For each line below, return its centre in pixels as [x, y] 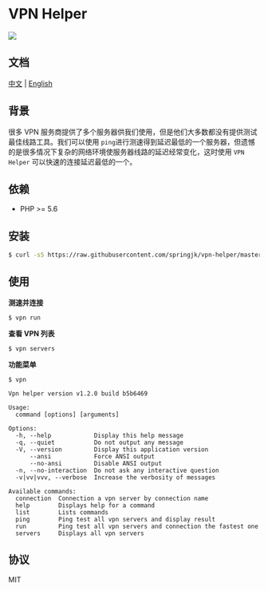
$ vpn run [25, 317]
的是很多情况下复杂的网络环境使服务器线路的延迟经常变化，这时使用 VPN [126, 152]
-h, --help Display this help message [99, 435]
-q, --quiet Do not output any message [99, 442]
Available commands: [43, 491]
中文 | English [31, 83]
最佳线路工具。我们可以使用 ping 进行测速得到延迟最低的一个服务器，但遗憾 [132, 141]
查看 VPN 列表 [32, 333]
